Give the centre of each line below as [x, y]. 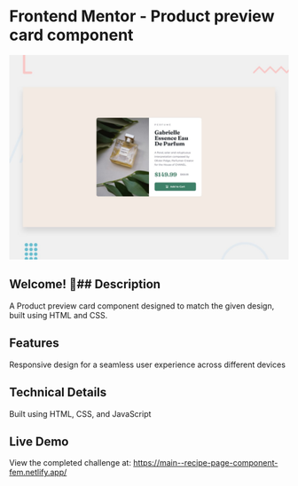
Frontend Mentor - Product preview [142, 16]
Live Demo [39, 441]
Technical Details [58, 392]
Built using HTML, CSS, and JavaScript [80, 413]
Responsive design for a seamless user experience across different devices [148, 364]
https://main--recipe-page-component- [205, 463]
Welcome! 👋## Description [85, 284]
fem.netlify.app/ [38, 473]
